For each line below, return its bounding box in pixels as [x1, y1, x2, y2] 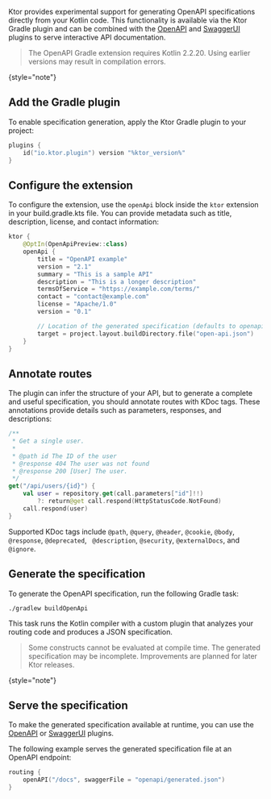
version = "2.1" [37, 262, 92, 271]
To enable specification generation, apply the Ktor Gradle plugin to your [8, 117, 247, 127]
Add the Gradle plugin [8, 96, 121, 110]
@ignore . [8, 543, 36, 553]
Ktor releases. [27, 660, 75, 669]
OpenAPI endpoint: [8, 753, 72, 763]
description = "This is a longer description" [37, 277, 197, 285]
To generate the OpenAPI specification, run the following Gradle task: [8, 589, 240, 598]
